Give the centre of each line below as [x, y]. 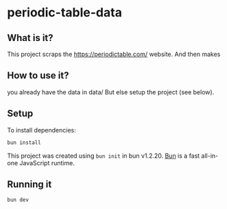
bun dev [18, 200]
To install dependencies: [42, 130]
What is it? [30, 38]
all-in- [210, 156]
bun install [24, 142]
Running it [29, 184]
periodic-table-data [64, 13]
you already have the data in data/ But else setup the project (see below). [111, 92]
